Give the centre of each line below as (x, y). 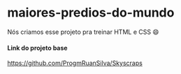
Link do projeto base (37, 48)
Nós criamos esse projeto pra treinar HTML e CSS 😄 (83, 32)
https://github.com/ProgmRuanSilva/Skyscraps (75, 63)
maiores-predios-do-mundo (91, 13)
